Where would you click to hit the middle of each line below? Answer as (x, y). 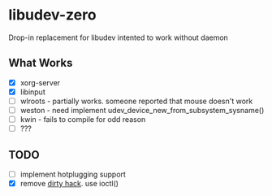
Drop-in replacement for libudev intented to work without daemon (119, 37)
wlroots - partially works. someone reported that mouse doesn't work (136, 101)
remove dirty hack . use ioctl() (69, 183)
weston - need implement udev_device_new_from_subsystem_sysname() (142, 110)
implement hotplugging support (73, 174)
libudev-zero (52, 15)
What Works (41, 63)
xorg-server (40, 82)
